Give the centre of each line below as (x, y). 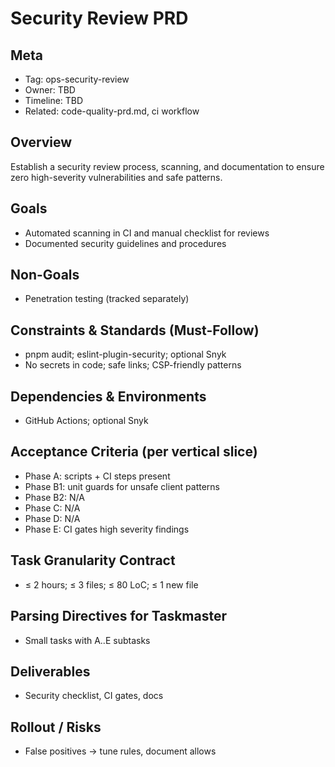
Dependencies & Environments (108, 396)
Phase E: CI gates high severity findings (107, 529)
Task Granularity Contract (93, 560)
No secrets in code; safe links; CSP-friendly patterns (133, 365)
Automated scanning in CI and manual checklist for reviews (147, 233)
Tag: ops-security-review (77, 79)
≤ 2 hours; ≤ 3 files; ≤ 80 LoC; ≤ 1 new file (111, 584)
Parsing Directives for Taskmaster (119, 616)
